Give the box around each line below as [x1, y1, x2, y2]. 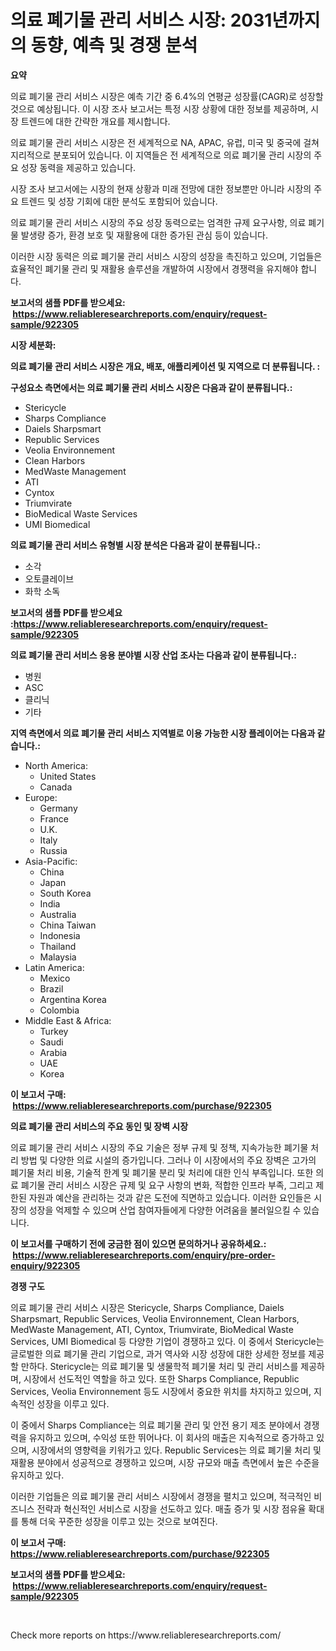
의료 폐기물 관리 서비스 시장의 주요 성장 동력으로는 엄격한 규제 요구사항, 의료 [10, 216, 307, 228]
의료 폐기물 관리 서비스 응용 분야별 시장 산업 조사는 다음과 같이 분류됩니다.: [10, 649, 297, 661]
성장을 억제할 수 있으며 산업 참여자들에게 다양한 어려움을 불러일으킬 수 [28, 1204, 302, 1216]
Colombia [39, 1004, 80, 1016]
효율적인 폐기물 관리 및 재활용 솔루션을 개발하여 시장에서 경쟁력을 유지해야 [10, 262, 299, 275]
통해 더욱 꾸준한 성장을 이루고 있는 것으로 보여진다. [20, 1515, 218, 1527]
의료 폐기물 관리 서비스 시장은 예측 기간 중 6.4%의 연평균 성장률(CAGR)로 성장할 [10, 90, 324, 102]
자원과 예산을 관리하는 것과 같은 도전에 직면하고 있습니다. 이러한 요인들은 [28, 1191, 312, 1203]
